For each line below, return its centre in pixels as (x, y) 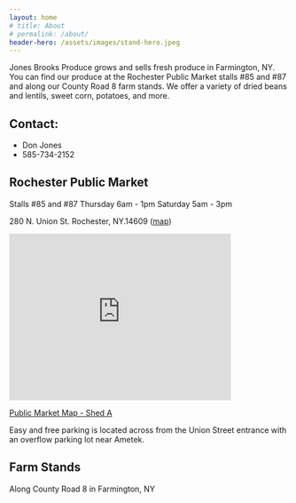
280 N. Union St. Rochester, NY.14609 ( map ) (90, 221)
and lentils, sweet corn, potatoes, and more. (90, 96)
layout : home (33, 17)
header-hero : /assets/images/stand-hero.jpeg (94, 42)
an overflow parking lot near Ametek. (77, 439)
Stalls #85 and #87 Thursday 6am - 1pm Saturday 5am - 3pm (121, 204)
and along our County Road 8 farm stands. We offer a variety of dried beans (148, 86)
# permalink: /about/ (49, 34)
